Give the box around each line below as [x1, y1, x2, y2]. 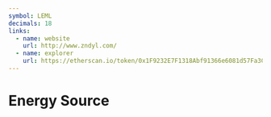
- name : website [15, 34, 70, 43]
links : [8, 27, 31, 35]
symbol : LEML [8, 11, 52, 20]
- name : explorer [15, 49, 74, 57]
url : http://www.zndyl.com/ [23, 42, 117, 50]
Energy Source [8, 92, 110, 110]
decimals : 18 [8, 19, 52, 27]
